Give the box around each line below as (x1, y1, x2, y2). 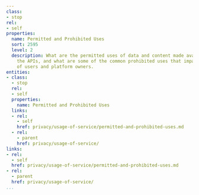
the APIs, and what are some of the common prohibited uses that (17, 58, 182, 64)
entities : (6, 69, 31, 75)
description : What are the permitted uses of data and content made (11, 53, 184, 58)
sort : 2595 (11, 42, 38, 48)
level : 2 (11, 47, 33, 53)
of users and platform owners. (17, 63, 94, 70)
